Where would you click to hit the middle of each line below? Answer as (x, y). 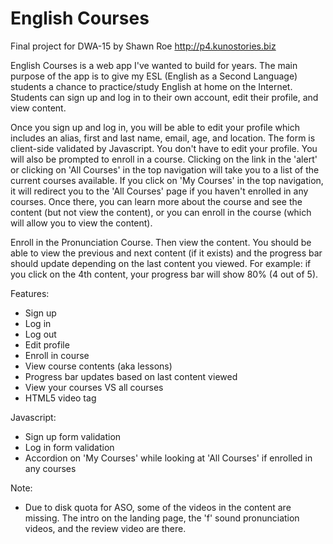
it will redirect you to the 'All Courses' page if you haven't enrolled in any (159, 191)
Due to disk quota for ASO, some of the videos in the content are (158, 507)
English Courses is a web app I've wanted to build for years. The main (154, 65)
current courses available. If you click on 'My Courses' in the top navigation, (167, 180)
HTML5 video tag (60, 398)
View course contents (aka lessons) (98, 366)
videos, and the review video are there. (105, 528)
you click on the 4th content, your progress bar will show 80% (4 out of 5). (164, 274)
